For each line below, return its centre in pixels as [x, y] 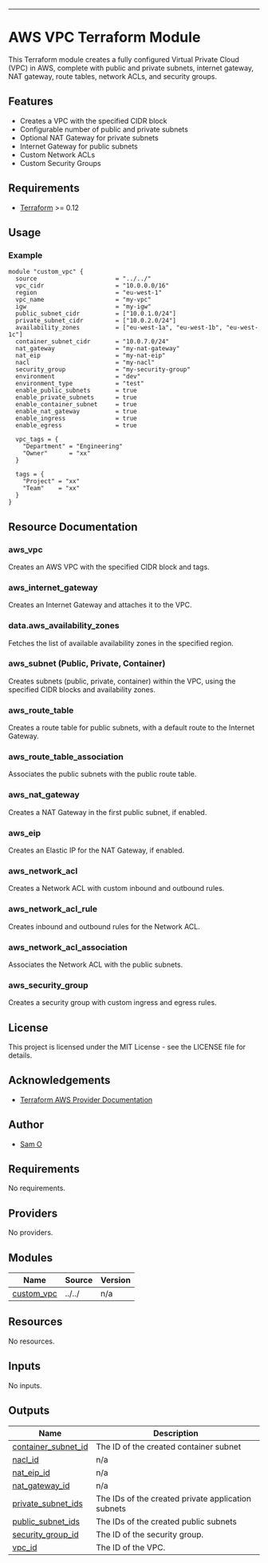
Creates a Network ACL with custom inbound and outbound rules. [116, 888]
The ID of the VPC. [130, 1547]
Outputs [29, 1411]
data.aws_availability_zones [64, 626]
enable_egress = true [76, 425]
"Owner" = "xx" [57, 453]
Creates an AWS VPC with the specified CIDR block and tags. [109, 567]
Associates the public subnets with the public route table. [102, 774]
